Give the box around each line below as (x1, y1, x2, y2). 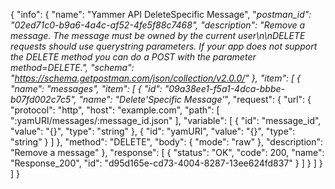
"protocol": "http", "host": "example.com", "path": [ (10, 104, 220, 116)
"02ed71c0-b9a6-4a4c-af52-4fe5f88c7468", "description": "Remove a (10, 19, 306, 31)
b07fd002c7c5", (10, 94, 77, 105)
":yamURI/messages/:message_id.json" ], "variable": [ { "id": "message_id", (10, 115, 322, 126)
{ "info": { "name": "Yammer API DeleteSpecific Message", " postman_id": (10, 9, 312, 20)
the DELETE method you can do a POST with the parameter (10, 51, 257, 63)
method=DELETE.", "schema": (10, 62, 135, 73)
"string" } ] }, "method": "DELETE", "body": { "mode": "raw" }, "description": (10, 136, 324, 148)
